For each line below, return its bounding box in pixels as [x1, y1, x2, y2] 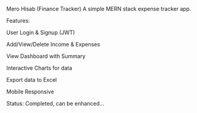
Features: [6, 17, 30, 24]
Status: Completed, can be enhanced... [6, 100, 105, 107]
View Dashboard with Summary [6, 53, 86, 60]
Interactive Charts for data [6, 64, 73, 71]
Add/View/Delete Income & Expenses [6, 41, 101, 48]
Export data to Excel [6, 76, 57, 83]
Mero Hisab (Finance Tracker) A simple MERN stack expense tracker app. [6, 5, 192, 12]
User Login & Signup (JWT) [6, 29, 75, 36]
